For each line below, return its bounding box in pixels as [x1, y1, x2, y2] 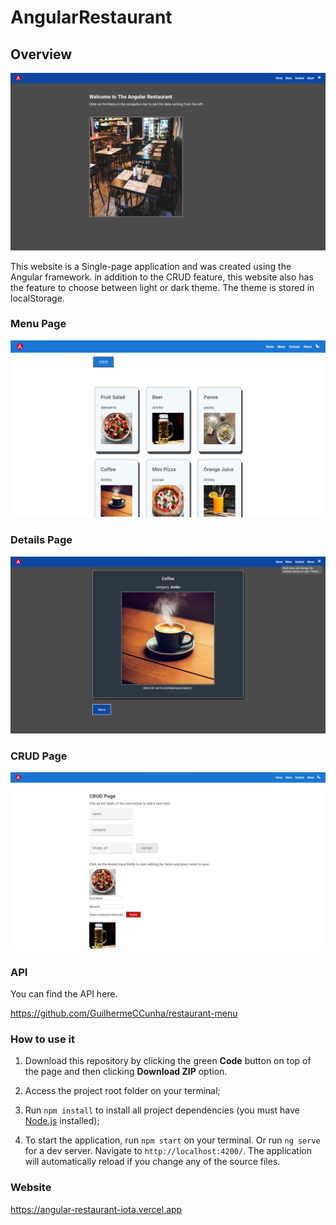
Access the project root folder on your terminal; [24, 1085, 221, 1097]
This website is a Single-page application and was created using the [10, 260, 292, 272]
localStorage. [10, 292, 65, 304]
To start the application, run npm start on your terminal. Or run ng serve [24, 1134, 321, 1146]
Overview [10, 46, 73, 63]
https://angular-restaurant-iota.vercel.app [10, 1203, 183, 1215]
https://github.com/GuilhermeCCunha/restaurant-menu [10, 1007, 238, 1020]
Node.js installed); [24, 1115, 100, 1127]
